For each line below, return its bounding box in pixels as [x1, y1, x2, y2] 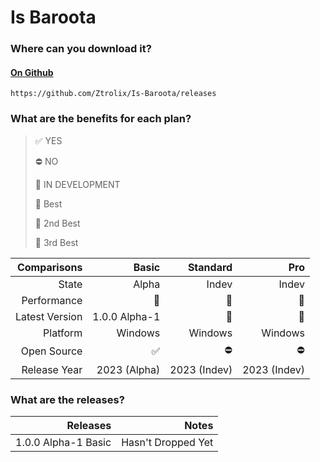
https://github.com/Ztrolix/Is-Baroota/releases [10, 89, 217, 99]
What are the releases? [10, 392, 125, 406]
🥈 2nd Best [34, 217, 81, 229]
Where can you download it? [10, 42, 152, 56]
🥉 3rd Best [34, 236, 79, 248]
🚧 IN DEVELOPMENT [34, 178, 121, 190]
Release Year [21, 362, 83, 376]
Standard [187, 260, 233, 274]
